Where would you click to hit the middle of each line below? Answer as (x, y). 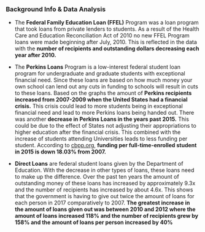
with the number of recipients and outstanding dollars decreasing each (107, 48)
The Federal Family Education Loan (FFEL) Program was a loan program (106, 23)
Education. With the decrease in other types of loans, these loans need (104, 170)
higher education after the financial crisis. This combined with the (98, 132)
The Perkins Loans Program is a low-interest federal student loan (98, 67)
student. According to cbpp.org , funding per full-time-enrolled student (106, 145)
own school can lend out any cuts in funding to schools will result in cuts (106, 87)
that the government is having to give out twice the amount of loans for (104, 196)
